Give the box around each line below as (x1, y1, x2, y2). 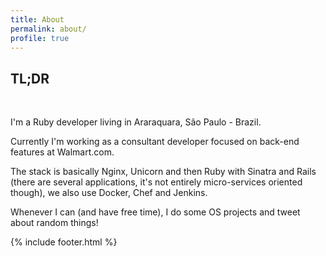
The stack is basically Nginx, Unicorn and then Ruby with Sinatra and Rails (10, 166, 317, 178)
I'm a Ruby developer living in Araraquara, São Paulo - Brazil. (10, 116, 262, 128)
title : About (10, 14, 65, 25)
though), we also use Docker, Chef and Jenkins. (10, 187, 208, 199)
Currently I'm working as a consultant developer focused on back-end (10, 136, 300, 148)
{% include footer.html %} (10, 236, 118, 248)
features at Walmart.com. (10, 146, 115, 158)
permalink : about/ (10, 24, 87, 34)
